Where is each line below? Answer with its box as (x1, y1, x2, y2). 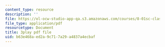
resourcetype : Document (5, 25, 54, 30)
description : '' (5, 12, 38, 17)
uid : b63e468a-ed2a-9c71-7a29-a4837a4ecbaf (5, 35, 96, 40)
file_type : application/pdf (5, 21, 63, 26)
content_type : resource (5, 7, 54, 12)
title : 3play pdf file (5, 30, 52, 35)
